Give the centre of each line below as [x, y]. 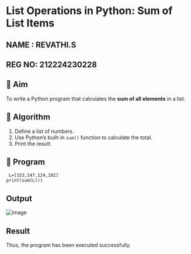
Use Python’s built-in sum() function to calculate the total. [84, 137]
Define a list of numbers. [44, 131]
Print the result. [33, 143]
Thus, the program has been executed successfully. [69, 245]
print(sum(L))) [25, 181]
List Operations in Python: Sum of [89, 11]
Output [19, 198]
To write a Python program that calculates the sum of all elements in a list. [96, 98]
